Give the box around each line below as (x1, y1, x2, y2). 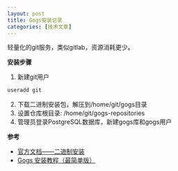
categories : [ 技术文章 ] (7, 23, 72, 30)
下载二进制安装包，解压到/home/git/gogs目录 (17, 101, 147, 109)
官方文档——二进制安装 (17, 147, 85, 156)
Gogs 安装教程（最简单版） (17, 156, 96, 165)
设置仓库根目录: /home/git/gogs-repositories (17, 109, 145, 117)
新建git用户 (17, 73, 50, 81)
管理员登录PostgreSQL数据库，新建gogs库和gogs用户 (17, 118, 172, 126)
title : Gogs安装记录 (7, 17, 63, 24)
